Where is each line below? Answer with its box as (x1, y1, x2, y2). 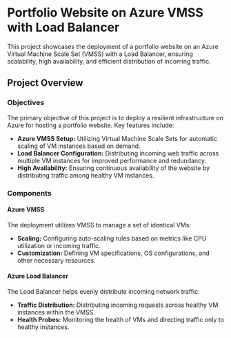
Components (7, 188, 52, 198)
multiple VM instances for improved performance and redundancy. (17, 156, 207, 165)
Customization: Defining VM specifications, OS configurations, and (17, 249, 210, 257)
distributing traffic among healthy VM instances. (17, 171, 154, 179)
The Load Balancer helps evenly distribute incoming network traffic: (7, 287, 200, 295)
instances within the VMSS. (17, 308, 95, 316)
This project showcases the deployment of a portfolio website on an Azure (7, 42, 219, 50)
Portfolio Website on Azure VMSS (7, 5, 203, 21)
